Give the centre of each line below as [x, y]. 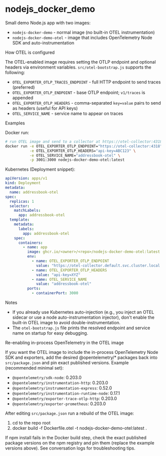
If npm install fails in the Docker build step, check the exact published [76, 438]
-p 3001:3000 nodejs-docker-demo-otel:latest [77, 160]
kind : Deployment [23, 183]
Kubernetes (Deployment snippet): [40, 169]
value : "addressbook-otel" [64, 284]
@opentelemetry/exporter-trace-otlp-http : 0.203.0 [64, 399]
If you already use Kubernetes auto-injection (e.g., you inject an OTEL [83, 312]
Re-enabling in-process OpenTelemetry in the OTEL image [64, 343]
